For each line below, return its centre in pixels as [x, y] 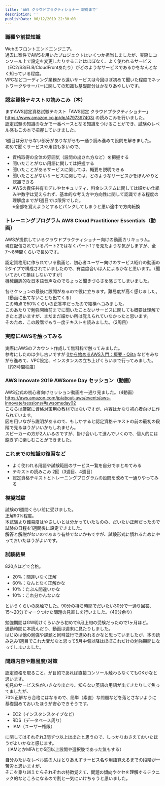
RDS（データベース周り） [38, 720]
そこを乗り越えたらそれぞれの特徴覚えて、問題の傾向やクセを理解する [76, 772]
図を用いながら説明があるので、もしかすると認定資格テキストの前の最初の [81, 421]
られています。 [20, 415]
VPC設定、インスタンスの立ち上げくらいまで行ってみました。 [93, 360]
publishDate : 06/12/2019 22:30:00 [41, 19]
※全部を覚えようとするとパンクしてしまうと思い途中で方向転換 [76, 206]
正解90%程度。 [21, 516]
